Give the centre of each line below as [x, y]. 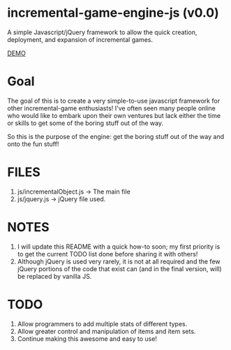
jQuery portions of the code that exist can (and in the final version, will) [119, 269]
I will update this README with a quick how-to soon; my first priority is [119, 247]
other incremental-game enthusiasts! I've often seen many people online [112, 108]
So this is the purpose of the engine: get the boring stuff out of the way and [116, 136]
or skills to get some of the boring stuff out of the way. [85, 123]
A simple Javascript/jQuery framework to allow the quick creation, [102, 32]
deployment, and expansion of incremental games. [80, 39]
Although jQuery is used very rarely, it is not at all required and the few [119, 261]
